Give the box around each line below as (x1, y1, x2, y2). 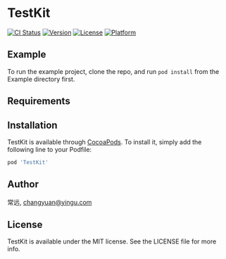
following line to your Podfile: (7, 145, 92, 153)
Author (7, 178, 39, 191)
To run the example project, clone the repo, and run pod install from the (7, 67, 220, 75)
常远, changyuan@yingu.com (7, 198, 92, 206)
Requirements (7, 95, 70, 107)
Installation (7, 119, 58, 131)
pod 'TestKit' (7, 158, 49, 166)
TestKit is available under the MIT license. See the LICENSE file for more (7, 237, 217, 246)
